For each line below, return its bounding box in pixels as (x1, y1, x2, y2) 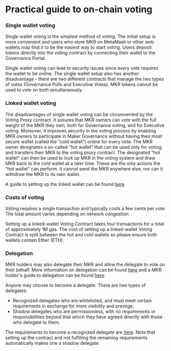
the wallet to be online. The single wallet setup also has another (5, 71, 139, 77)
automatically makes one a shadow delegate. (5, 340, 101, 346)
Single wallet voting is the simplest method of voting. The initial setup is (5, 33, 156, 39)
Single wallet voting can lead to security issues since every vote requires (5, 65, 159, 71)
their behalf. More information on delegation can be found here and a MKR (5, 267, 162, 273)
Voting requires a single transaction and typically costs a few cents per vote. (5, 206, 166, 212)
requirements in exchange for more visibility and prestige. (12, 303, 134, 309)
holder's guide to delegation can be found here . (5, 272, 106, 278)
